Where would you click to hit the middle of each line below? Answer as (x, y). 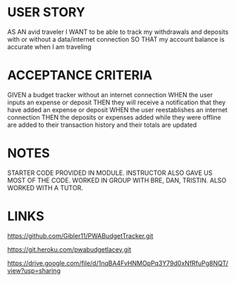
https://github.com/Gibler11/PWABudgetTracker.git (80, 235)
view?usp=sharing (34, 270)
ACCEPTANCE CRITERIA (80, 75)
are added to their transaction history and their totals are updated (102, 125)
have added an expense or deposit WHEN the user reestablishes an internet (117, 109)
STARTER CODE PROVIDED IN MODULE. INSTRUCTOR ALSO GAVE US (110, 173)
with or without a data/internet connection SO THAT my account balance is (116, 39)
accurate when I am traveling (49, 47)
